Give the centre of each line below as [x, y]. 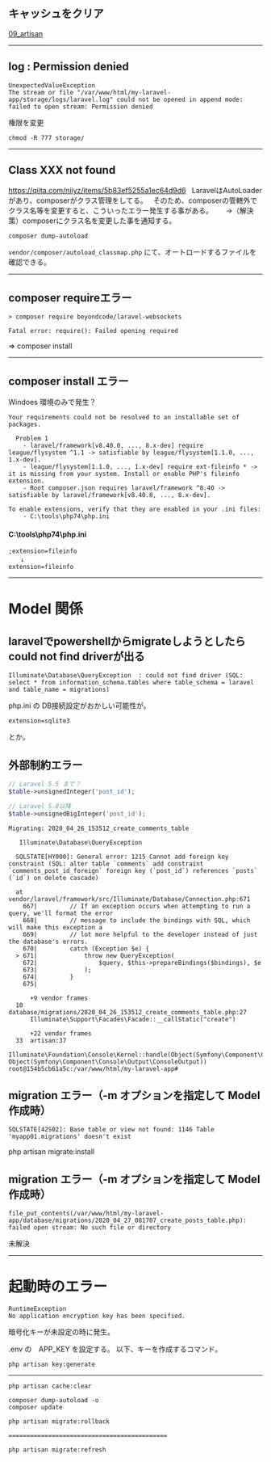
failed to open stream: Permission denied [81, 107]
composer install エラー [69, 381]
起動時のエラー [58, 1287]
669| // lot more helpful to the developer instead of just [140, 934]
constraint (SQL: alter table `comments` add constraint [106, 864]
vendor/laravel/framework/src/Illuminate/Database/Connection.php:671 [129, 899]
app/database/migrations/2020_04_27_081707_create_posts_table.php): [128, 1221]
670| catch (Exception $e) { [86, 948]
